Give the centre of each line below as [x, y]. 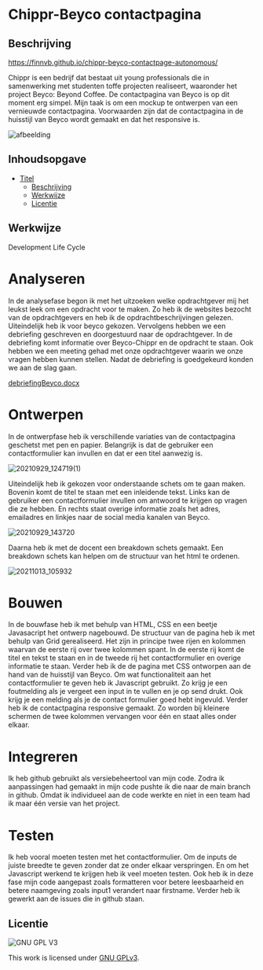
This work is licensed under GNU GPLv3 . [74, 958]
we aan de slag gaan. [42, 367]
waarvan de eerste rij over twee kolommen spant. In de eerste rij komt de [126, 650]
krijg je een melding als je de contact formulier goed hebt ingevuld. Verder [128, 700]
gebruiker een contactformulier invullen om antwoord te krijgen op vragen [128, 500]
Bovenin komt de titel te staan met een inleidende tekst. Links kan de [119, 492]
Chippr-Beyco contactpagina [105, 15]
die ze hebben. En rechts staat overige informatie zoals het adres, [115, 508]
